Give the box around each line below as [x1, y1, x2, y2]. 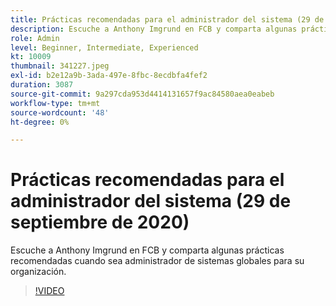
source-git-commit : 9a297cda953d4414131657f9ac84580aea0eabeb [10, 89, 275, 99]
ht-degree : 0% [10, 117, 70, 127]
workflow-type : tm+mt [10, 98, 101, 108]
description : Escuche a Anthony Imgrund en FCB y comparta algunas [10, 24, 298, 34]
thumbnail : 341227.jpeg [10, 61, 110, 71]
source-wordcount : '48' [10, 107, 110, 118]
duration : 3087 [10, 80, 74, 90]
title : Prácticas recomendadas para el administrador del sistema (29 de [10, 14, 325, 25]
